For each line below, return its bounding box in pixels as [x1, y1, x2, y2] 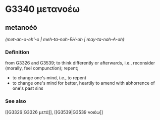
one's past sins [12, 85, 44, 91]
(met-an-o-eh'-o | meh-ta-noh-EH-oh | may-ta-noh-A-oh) [5, 36, 125, 42]
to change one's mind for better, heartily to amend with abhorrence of [12, 80, 155, 86]
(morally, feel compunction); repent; [5, 65, 79, 71]
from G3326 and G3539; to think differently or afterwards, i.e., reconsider [5, 60, 155, 66]
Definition [5, 49, 30, 56]
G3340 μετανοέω [5, 3, 80, 15]
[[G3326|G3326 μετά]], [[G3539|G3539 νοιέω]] [5, 109, 103, 115]
